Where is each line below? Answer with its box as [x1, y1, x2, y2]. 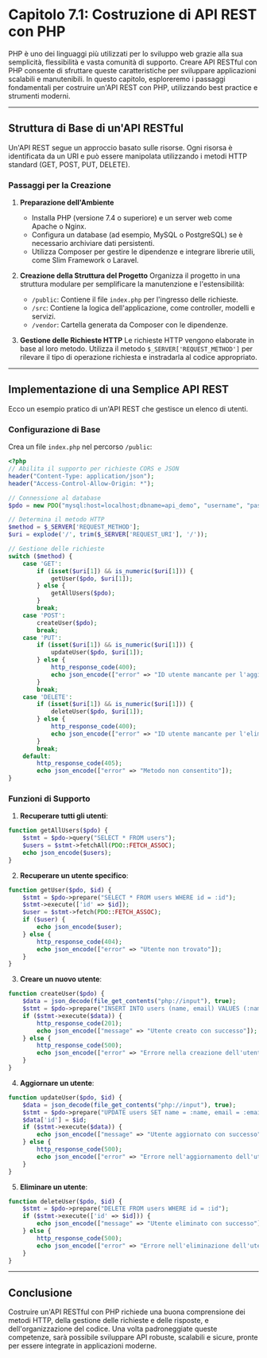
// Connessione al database [8, 494, 102, 502]
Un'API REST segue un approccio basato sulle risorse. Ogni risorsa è [8, 142, 233, 152]
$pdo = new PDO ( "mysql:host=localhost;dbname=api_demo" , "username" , [8, 501, 244, 509]
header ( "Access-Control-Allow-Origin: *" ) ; [8, 479, 155, 487]
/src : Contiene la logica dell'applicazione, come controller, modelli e [31, 303, 256, 313]
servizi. [31, 312, 56, 322]
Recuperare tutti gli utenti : [19, 811, 109, 821]
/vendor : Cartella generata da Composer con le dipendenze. [31, 320, 228, 330]
